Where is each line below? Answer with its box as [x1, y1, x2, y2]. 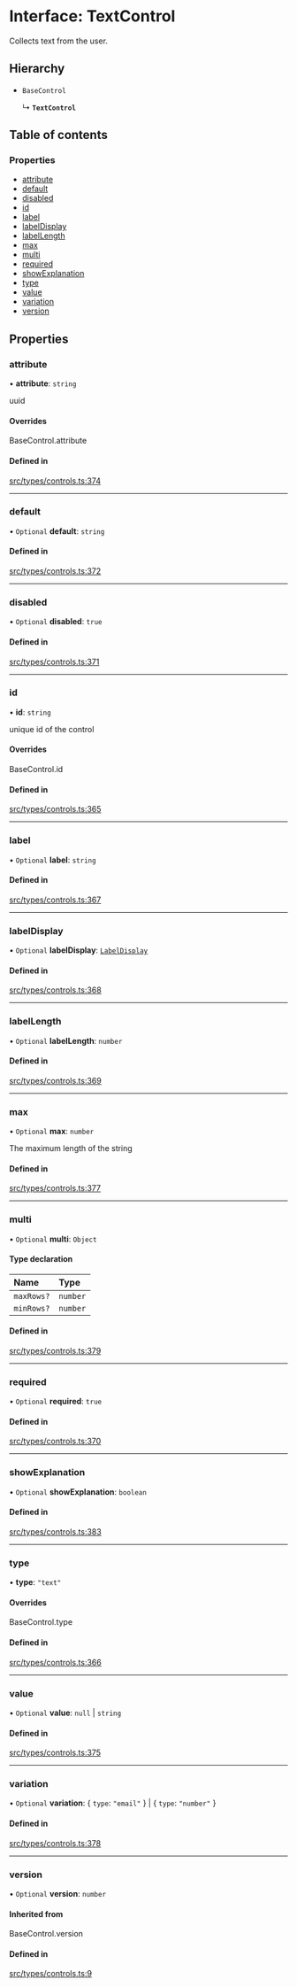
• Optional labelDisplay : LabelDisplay [9, 945, 148, 955]
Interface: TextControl [9, 6, 176, 27]
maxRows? [13, 1291, 50, 1301]
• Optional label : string [9, 854, 96, 865]
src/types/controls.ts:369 [9, 1075, 102, 1086]
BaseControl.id [9, 764, 64, 775]
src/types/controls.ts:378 [9, 1837, 102, 1848]
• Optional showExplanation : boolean [9, 1486, 148, 1497]
